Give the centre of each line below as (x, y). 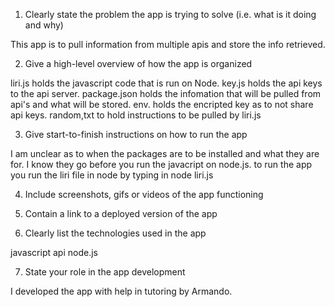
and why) (44, 25)
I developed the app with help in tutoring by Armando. (121, 291)
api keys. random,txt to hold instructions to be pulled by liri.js (136, 115)
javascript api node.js (54, 252)
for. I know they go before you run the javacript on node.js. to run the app (161, 164)
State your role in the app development (105, 272)
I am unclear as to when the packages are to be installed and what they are (165, 153)
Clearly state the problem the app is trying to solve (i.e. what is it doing (170, 14)
